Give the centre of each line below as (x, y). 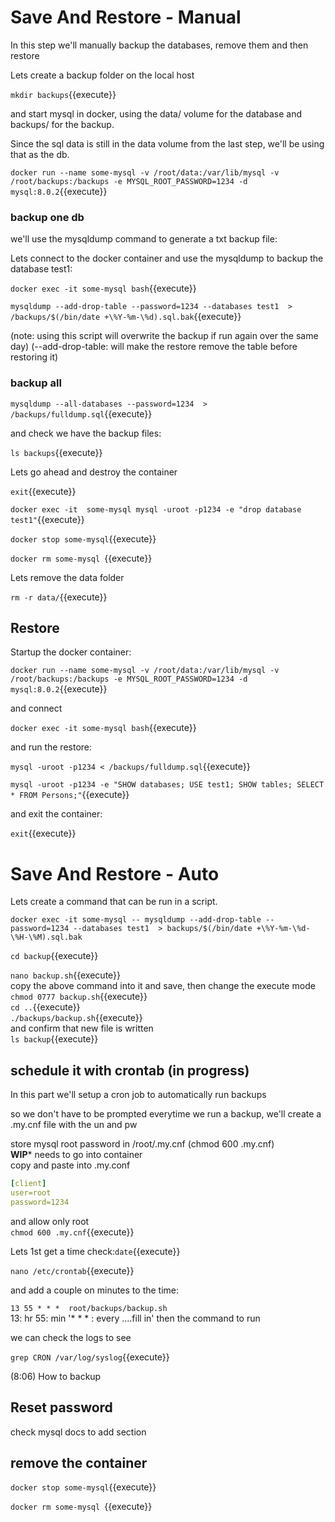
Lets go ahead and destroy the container (94, 472)
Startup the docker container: (71, 652)
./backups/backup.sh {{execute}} (76, 1018)
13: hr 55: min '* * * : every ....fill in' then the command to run (135, 1318)
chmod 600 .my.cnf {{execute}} (72, 1232)
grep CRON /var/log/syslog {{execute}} (90, 1357)
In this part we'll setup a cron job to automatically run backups (138, 1095)
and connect (36, 708)
